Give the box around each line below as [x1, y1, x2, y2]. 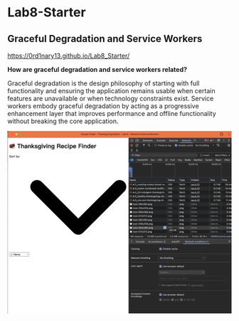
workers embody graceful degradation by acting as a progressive [7, 102, 199, 110]
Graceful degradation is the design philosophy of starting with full [7, 79, 200, 88]
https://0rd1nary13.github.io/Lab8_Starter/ [7, 51, 130, 60]
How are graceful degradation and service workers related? [7, 65, 187, 73]
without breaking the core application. [7, 117, 119, 125]
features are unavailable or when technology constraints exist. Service [7, 94, 214, 102]
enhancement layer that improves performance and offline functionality [7, 110, 217, 117]
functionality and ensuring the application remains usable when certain [7, 87, 216, 95]
